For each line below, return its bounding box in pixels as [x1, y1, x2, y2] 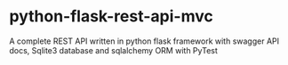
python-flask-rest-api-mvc [9, 6, 213, 27]
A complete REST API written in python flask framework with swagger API [9, 36, 280, 46]
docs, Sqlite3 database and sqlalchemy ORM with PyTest [9, 45, 218, 55]
